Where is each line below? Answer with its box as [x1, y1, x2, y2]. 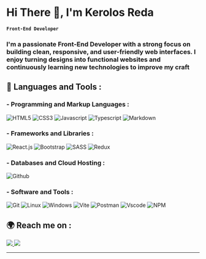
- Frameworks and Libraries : [6, 129, 94, 138]
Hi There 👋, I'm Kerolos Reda [6, 6, 154, 20]
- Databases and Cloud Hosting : [6, 159, 105, 167]
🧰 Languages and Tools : [6, 82, 102, 92]
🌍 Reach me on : [6, 220, 72, 230]
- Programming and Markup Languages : [6, 100, 130, 109]
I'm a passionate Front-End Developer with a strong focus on [6, 40, 191, 48]
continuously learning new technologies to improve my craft [6, 62, 190, 71]
